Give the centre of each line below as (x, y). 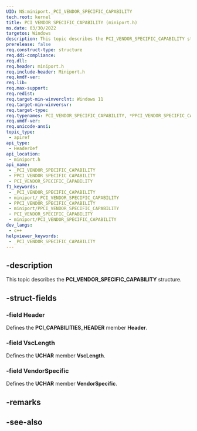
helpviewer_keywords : (33, 236)
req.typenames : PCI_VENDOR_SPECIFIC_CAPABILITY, (67, 115)
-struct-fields (31, 298)
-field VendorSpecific (38, 371)
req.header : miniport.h (35, 66)
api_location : (23, 154)
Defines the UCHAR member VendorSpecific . (62, 384)
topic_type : (21, 132)
